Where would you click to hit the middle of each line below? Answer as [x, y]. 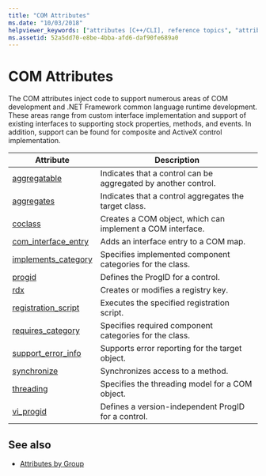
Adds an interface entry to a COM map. [173, 242]
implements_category [52, 259]
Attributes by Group [52, 464]
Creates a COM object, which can [163, 219]
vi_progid [30, 412]
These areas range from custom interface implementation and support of [127, 115]
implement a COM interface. [152, 229]
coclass [27, 224]
